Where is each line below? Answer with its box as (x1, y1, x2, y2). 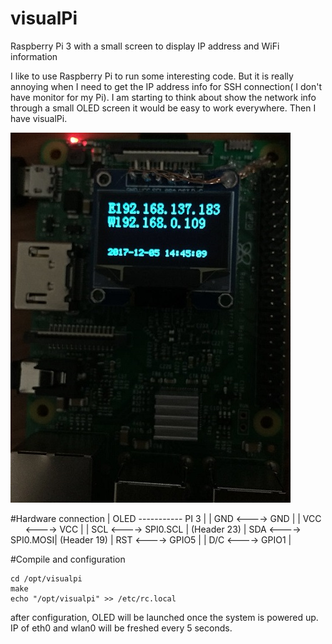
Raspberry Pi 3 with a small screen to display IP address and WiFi (10, 40, 280, 52)
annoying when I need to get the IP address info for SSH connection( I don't (10, 80, 322, 92)
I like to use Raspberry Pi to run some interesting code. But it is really (10, 70, 294, 82)
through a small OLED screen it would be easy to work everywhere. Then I (10, 102, 317, 114)
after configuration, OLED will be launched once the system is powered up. (10, 611, 319, 623)
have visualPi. (10, 112, 68, 124)
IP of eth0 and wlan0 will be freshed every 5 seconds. (10, 622, 233, 634)
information (10, 50, 58, 62)
